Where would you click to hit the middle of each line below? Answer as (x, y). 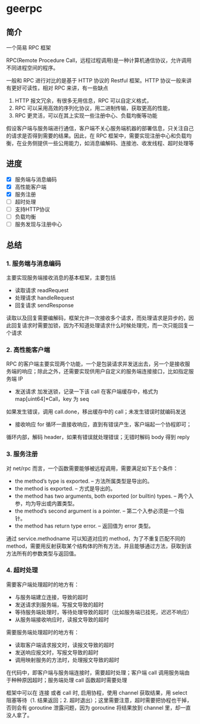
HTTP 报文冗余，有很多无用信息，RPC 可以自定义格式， (83, 101)
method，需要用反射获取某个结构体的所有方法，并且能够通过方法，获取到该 (99, 546)
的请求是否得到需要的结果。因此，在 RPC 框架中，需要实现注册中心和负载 (96, 136)
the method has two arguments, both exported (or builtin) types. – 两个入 (104, 496)
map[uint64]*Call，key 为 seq (52, 399)
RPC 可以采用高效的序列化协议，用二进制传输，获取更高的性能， (94, 108)
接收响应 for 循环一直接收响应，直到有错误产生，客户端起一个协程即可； (103, 424)
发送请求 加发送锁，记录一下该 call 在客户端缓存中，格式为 (87, 392)
